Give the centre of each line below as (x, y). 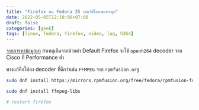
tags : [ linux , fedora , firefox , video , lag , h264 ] (70, 34)
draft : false (22, 23)
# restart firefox (29, 102)
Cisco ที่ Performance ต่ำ (35, 58)
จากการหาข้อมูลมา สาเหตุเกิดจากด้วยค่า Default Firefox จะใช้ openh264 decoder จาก (94, 51)
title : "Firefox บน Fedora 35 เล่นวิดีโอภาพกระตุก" (62, 12)
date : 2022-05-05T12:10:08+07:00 (47, 17)
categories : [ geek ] (30, 28)
